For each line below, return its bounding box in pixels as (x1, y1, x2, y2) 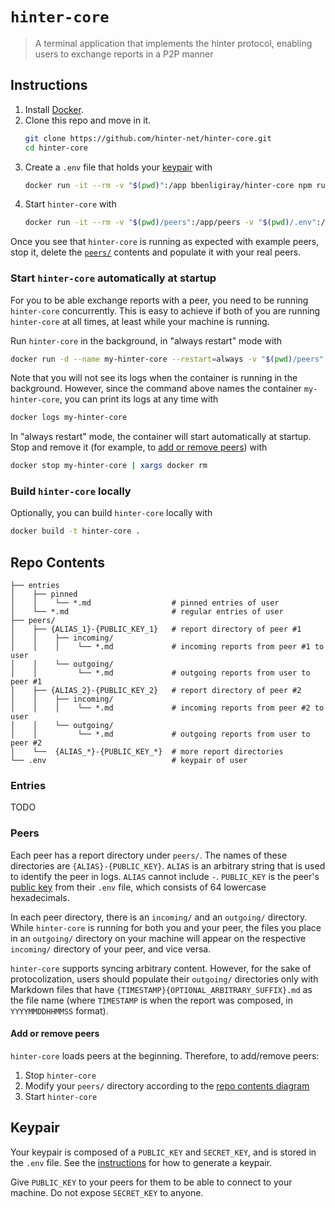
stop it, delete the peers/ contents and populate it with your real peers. (10, 246, 302, 258)
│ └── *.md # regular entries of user (10, 607, 284, 617)
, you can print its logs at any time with (59, 393, 219, 405)
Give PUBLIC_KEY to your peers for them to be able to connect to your (10, 1176, 293, 1188)
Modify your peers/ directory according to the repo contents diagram (24, 1079, 310, 1092)
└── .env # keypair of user (10, 756, 248, 766)
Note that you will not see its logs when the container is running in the (10, 372, 298, 384)
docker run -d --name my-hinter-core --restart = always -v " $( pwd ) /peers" (10, 354, 325, 364)
